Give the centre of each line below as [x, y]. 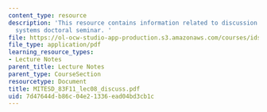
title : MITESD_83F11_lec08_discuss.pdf [74, 89]
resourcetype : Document [48, 81]
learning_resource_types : [51, 52]
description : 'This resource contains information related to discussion [133, 23]
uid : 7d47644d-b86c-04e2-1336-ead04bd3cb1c [81, 96]
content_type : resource [48, 15]
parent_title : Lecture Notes [56, 67]
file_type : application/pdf [55, 45]
